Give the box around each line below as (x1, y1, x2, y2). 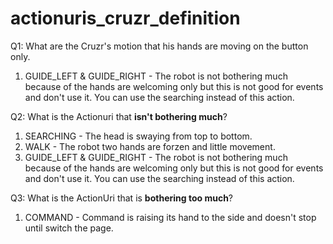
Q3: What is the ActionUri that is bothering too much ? (10, 192, 234, 204)
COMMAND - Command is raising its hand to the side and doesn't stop (24, 211, 317, 223)
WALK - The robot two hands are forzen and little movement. (24, 140, 276, 152)
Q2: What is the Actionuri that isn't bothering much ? (10, 110, 228, 122)
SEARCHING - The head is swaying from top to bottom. (24, 130, 253, 142)
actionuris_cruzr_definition (10, 7, 241, 30)
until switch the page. (24, 222, 114, 234)
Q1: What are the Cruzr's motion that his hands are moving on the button (10, 40, 309, 52)
